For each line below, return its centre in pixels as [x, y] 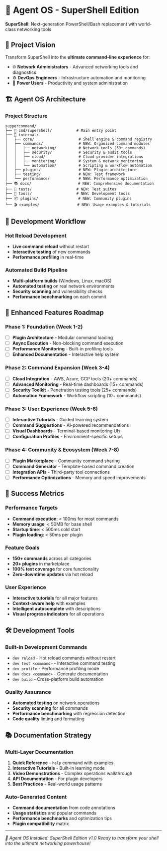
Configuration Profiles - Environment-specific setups [67, 437]
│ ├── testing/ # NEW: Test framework [65, 174]
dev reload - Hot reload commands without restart [64, 658]
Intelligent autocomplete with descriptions [56, 609]
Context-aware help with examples [49, 603]
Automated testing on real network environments [63, 286]
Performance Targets [32, 508]
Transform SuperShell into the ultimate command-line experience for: [78, 57]
